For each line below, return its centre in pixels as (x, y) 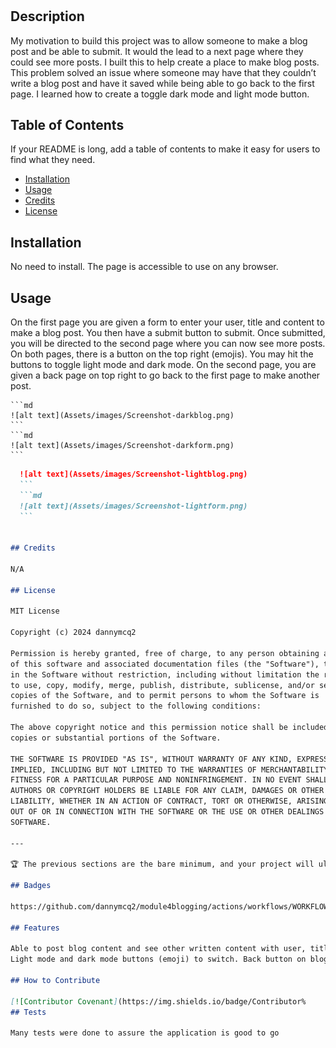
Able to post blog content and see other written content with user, (158, 949)
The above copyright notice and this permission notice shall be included (169, 728)
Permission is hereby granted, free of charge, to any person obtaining (165, 653)
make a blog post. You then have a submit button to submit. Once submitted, (168, 333)
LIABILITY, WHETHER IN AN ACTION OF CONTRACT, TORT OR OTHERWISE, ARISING (169, 801)
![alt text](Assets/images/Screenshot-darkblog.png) (122, 416)
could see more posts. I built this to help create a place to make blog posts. (165, 62)
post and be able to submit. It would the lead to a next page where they (157, 51)
